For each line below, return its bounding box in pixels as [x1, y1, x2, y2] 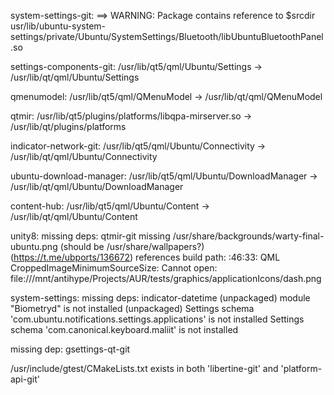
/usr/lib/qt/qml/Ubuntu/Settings [10, 71, 140, 83]
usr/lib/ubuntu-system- [10, 20, 107, 32]
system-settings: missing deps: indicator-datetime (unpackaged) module [10, 292, 311, 304]
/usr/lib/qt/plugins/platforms [10, 121, 127, 132]
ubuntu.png [10, 241, 58, 252]
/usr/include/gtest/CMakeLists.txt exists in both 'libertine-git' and [10, 363, 279, 374]
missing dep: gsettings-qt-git [10, 343, 131, 355]
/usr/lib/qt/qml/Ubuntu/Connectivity [10, 151, 158, 162]
